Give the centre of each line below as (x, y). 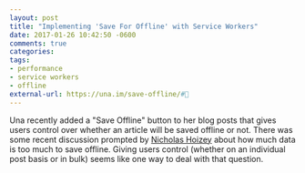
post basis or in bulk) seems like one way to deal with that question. (137, 158)
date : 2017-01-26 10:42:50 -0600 (73, 35)
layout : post (34, 18)
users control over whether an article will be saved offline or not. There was (151, 129)
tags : (20, 60)
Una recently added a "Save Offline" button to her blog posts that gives (143, 120)
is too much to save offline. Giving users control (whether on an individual (147, 149)
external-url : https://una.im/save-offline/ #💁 (99, 94)
